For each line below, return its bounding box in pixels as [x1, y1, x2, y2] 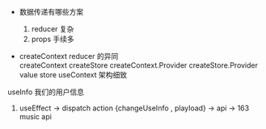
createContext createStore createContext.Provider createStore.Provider [19, 60, 259, 70]
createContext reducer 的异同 [19, 52, 119, 60]
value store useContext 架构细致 [19, 70, 128, 79]
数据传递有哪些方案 [19, 7, 84, 16]
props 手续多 [31, 35, 74, 44]
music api [19, 112, 52, 121]
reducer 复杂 [31, 24, 74, 34]
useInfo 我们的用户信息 [7, 87, 84, 97]
